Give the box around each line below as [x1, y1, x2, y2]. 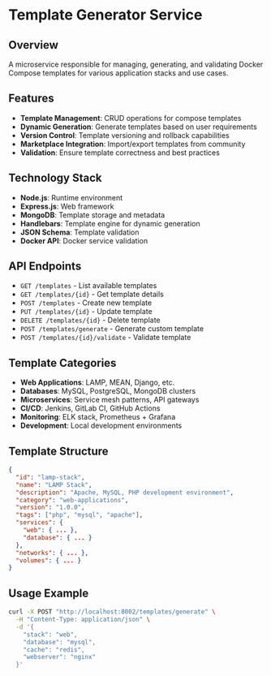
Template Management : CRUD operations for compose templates [19, 113, 242, 123]
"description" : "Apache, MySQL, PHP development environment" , [15, 489, 234, 497]
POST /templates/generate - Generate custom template [19, 324, 204, 334]
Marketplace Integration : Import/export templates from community [19, 139, 246, 149]
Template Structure [8, 444, 109, 458]
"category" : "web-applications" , [15, 496, 129, 504]
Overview [8, 38, 59, 52]
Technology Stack [8, 171, 102, 185]
